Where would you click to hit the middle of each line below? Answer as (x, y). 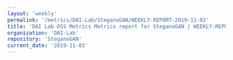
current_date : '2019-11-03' (48, 46)
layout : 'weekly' (32, 13)
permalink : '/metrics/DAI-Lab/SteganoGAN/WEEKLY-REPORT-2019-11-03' (108, 20)
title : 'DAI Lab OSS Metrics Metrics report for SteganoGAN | (99, 26)
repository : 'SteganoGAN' (44, 39)
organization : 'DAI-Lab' (43, 33)
